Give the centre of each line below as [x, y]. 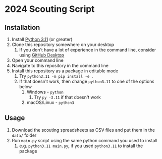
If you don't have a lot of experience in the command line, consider [88, 50]
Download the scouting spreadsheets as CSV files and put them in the [83, 130]
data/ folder [24, 135]
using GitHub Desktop [42, 55]
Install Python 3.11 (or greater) [42, 39]
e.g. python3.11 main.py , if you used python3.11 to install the [81, 146]
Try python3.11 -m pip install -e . [56, 76]
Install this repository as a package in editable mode [65, 71]
